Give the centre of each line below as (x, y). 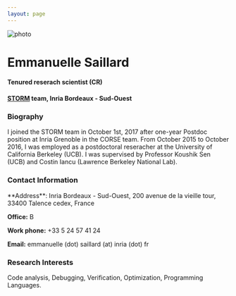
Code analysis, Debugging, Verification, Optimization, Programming (105, 277)
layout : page (26, 14)
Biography (25, 116)
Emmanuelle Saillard (68, 62)
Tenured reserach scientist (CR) (55, 82)
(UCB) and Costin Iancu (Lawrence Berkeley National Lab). (92, 162)
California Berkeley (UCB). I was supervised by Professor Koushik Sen (109, 154)
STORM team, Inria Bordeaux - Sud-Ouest (70, 98)
